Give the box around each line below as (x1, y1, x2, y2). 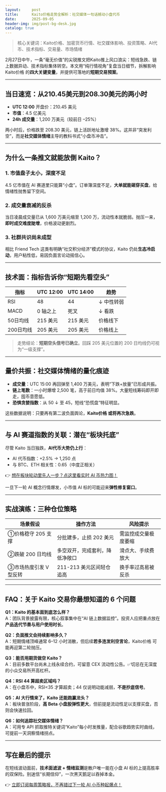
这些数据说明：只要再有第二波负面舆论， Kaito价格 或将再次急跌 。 (5, 410, 138, 416)
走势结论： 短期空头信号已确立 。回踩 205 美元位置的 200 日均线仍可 (17, 340, 156, 346)
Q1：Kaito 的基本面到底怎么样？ (5, 609, 70, 615)
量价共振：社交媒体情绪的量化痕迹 (5, 367, 109, 375)
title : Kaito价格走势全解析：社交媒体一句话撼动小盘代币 (5, 12, 120, 17)
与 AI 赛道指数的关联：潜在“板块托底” (5, 431, 120, 439)
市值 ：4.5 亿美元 (12, 110, 46, 116)
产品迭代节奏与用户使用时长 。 (5, 622, 66, 628)
